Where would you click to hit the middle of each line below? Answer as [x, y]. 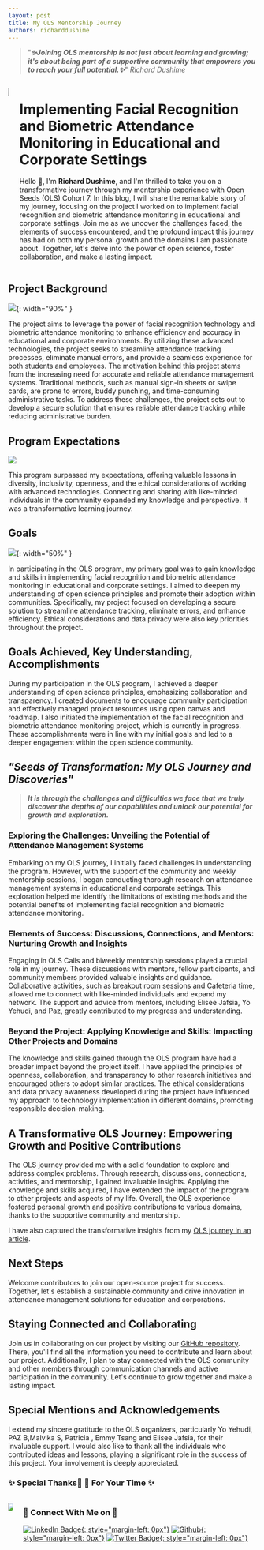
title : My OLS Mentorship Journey [65, 23]
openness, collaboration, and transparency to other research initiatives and [130, 1075]
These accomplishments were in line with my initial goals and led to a [120, 734]
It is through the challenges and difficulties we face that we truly [136, 798]
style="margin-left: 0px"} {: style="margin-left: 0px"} [136, 1538]
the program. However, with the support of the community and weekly [122, 871]
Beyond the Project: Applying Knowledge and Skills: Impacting [131, 1031]
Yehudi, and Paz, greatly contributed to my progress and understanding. [125, 1011]
